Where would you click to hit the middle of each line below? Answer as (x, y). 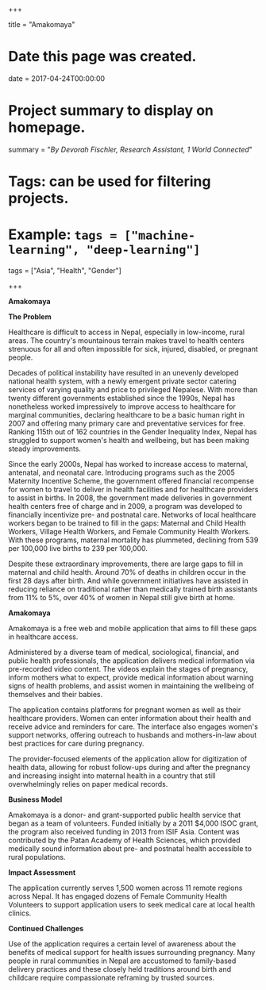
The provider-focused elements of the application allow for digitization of (128, 759)
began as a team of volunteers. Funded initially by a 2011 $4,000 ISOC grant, (133, 823)
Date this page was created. (102, 57)
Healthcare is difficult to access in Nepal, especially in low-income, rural (126, 332)
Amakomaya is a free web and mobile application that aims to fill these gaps (133, 628)
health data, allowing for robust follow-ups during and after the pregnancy (129, 767)
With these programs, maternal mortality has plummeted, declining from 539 (133, 540)
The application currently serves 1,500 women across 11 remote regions (125, 888)
